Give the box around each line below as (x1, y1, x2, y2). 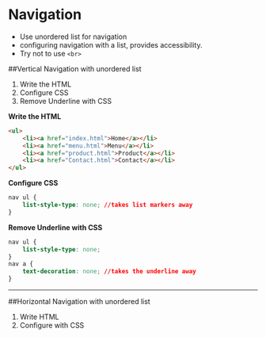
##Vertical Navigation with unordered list (8, 63, 142, 73)
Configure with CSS (19, 321, 85, 330)
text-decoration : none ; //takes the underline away (22, 267, 196, 275)
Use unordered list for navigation (19, 32, 127, 41)
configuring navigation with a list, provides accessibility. (19, 40, 203, 49)
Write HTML (19, 312, 59, 322)
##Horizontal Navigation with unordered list (8, 297, 150, 306)
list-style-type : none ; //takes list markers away (22, 201, 193, 209)
